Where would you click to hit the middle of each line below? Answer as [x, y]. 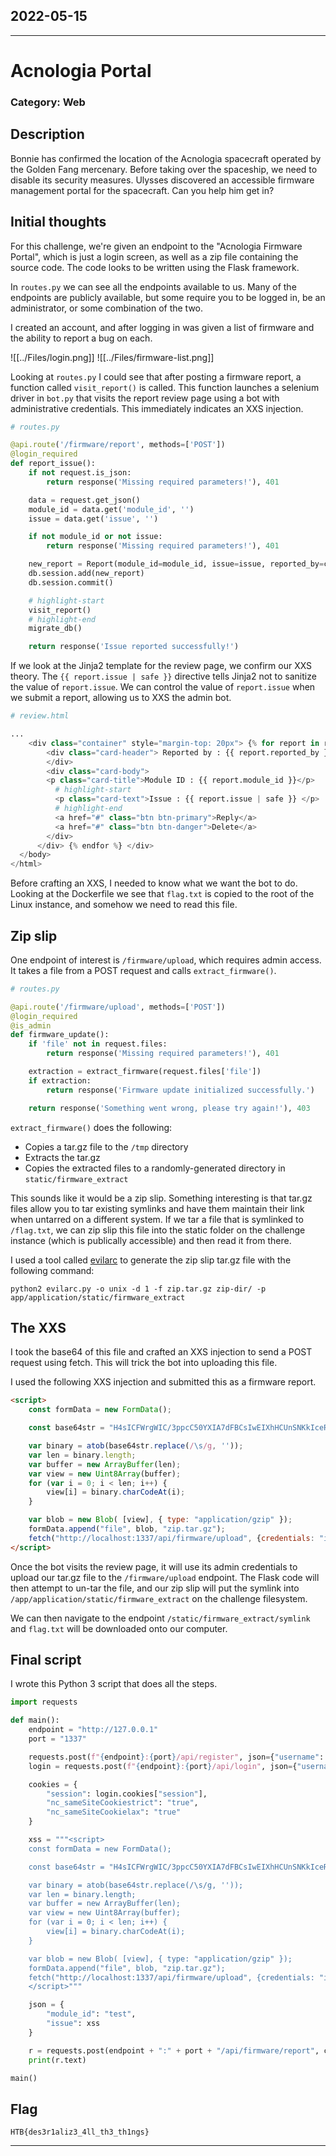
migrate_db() [55, 629]
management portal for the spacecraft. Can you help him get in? [142, 190]
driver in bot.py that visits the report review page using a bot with [145, 398]
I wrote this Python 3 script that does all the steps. [114, 1684]
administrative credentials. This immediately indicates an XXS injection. [157, 408]
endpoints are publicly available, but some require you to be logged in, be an [168, 297]
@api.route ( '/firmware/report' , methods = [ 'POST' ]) [118, 445]
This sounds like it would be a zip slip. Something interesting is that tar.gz [161, 1198]
